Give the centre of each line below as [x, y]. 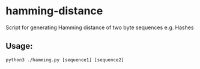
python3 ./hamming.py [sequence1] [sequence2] [65, 60]
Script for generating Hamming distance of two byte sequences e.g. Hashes [100, 27]
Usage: [20, 46]
